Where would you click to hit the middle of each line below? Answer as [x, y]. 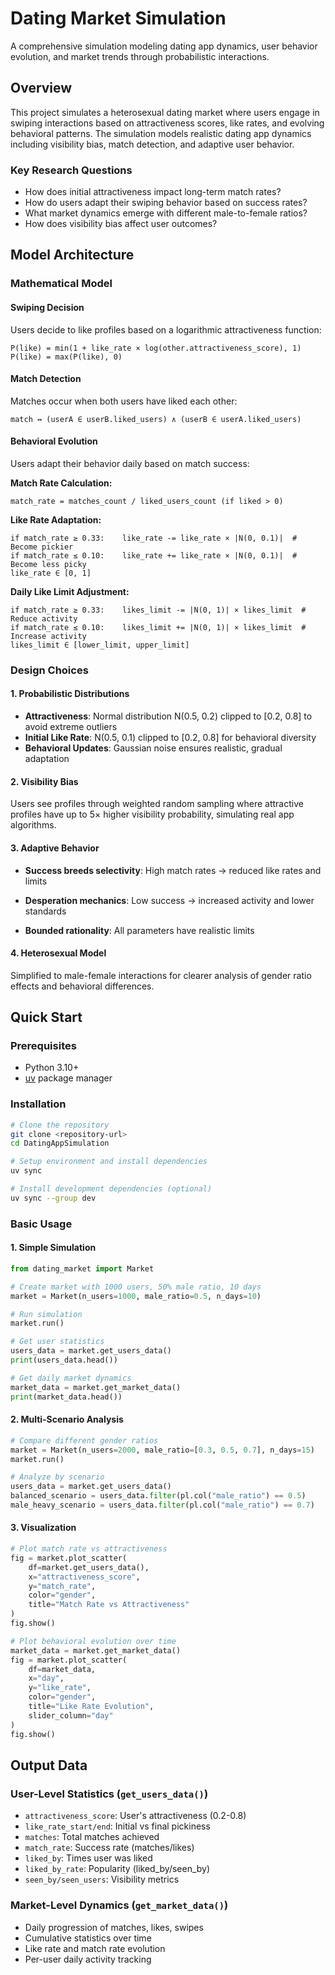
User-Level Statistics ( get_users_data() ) [109, 1794]
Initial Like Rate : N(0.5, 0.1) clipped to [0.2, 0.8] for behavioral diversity [170, 738]
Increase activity [48, 636]
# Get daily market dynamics [71, 1378]
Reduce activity [44, 618]
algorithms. [33, 825]
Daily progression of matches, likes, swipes [114, 1927]
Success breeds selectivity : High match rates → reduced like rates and [173, 870]
